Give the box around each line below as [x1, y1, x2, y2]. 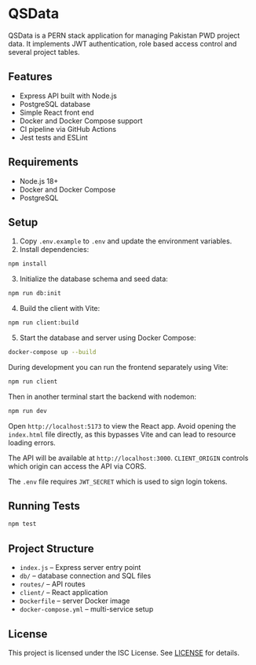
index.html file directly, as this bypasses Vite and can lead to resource [8, 429, 236, 439]
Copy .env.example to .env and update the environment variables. [19, 236, 232, 246]
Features [8, 70, 53, 83]
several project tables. [8, 47, 80, 57]
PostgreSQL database [19, 99, 91, 108]
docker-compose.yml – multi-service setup [19, 605, 154, 614]
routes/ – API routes [19, 579, 86, 589]
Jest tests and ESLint [19, 133, 88, 142]
